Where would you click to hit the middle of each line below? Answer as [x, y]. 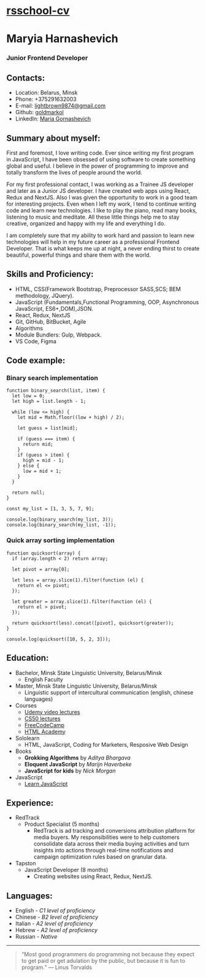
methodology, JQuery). [44, 295]
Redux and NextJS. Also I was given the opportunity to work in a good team [102, 197]
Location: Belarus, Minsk [46, 93]
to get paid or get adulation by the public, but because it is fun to [103, 961]
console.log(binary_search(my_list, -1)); [61, 525]
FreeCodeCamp [44, 725]
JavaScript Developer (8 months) [66, 870]
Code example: [36, 361]
